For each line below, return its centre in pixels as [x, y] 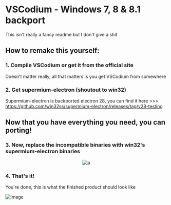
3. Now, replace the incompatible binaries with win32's [75, 145]
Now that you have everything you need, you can [85, 122]
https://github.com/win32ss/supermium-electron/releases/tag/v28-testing [84, 106]
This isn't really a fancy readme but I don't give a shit [61, 34]
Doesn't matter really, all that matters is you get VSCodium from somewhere [86, 76]
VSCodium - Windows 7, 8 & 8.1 [73, 9]
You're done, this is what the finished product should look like [71, 187]
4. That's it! [20, 176]
